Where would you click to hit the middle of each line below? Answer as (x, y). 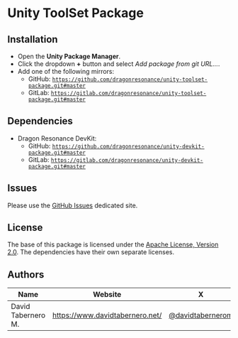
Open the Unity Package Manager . (69, 56)
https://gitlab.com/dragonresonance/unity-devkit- (127, 160)
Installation (33, 39)
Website (107, 295)
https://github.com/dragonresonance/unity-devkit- (128, 146)
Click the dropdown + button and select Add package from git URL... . (119, 64)
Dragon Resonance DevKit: (57, 138)
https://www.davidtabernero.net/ (107, 315)
